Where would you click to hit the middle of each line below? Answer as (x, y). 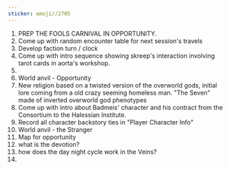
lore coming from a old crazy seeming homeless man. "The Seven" (114, 92)
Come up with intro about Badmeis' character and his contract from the (120, 107)
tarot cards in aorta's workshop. (64, 63)
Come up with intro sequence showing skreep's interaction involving (116, 56)
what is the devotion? (48, 144)
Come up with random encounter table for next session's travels (110, 41)
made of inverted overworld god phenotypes (82, 100)
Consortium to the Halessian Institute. (72, 115)
